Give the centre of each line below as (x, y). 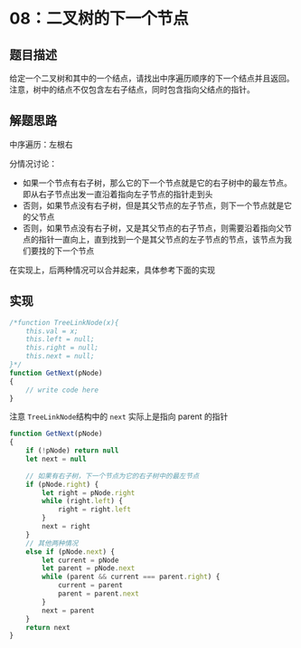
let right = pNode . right (89, 493)
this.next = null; (60, 357)
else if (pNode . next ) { (71, 552)
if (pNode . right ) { (62, 484)
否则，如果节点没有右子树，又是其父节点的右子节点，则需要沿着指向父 (153, 228)
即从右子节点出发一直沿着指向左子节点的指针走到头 (118, 194)
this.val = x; (52, 331)
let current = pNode (80, 560)
